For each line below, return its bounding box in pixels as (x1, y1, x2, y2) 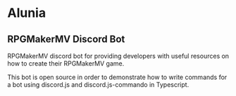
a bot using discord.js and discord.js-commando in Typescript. (7, 80, 190, 89)
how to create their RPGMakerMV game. (7, 59, 125, 68)
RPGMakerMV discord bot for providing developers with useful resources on (7, 52, 230, 60)
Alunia (7, 5, 46, 21)
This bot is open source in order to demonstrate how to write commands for (7, 73, 228, 81)
